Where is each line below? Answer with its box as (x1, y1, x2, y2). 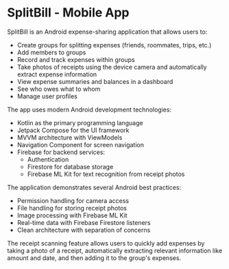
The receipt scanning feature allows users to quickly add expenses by (7, 239, 205, 247)
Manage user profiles (16, 92, 77, 100)
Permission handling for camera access (16, 196, 129, 204)
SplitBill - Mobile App (7, 5, 130, 21)
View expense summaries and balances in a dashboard (16, 77, 173, 85)
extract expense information (16, 70, 97, 78)
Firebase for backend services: (16, 148, 105, 156)
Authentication (27, 155, 69, 163)
